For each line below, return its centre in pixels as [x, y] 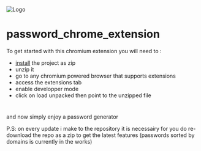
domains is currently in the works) [49, 142]
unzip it [25, 69]
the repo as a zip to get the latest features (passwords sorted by [114, 135]
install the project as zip [45, 63]
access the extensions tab [48, 82]
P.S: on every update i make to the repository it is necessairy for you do [97, 129]
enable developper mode [47, 89]
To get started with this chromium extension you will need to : [84, 51]
